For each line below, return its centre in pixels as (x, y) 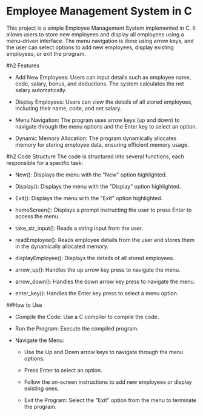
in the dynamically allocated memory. (62, 246)
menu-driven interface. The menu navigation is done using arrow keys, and (100, 41)
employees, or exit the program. (46, 53)
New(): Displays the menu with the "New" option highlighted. (91, 175)
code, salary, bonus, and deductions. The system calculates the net (99, 84)
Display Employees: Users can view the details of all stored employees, (104, 102)
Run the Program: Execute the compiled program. (77, 328)
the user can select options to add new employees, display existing (90, 47)
